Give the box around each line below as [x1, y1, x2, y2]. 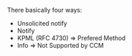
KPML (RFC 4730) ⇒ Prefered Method [16, 34, 126, 42]
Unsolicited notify [16, 19, 67, 27]
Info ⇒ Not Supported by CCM [16, 41, 104, 49]
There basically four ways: [7, 6, 82, 14]
